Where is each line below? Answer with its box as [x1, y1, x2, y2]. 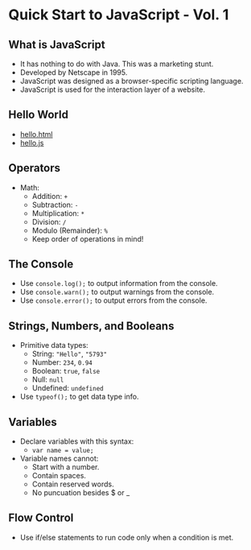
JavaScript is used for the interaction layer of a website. [19, 85, 206, 94]
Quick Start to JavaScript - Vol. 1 [8, 6, 229, 24]
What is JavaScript [8, 38, 106, 52]
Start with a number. [31, 462, 100, 472]
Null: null [31, 374, 64, 384]
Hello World [8, 108, 68, 122]
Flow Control [8, 511, 74, 525]
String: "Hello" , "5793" [31, 349, 107, 359]
